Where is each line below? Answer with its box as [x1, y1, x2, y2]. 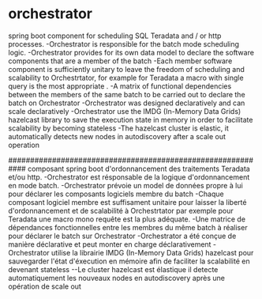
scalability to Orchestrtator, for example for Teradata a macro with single [8, 73, 244, 82]
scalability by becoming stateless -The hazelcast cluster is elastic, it [8, 123, 229, 133]
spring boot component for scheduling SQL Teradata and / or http [8, 31, 222, 40]
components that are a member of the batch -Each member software [8, 56, 233, 66]
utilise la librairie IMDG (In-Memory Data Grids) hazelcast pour [51, 248, 254, 257]
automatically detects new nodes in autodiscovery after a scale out [8, 131, 226, 141]
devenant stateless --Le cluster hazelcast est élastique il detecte [8, 264, 219, 274]
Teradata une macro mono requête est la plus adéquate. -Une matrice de [8, 214, 246, 224]
